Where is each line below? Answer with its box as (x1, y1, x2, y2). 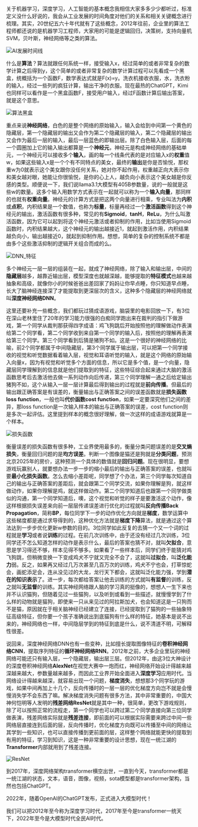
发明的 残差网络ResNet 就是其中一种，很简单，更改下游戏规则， (37, 699, 190, 706)
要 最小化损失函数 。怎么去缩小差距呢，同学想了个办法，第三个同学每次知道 (6, 473, 187, 480)
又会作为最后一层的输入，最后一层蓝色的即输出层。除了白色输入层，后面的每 (6, 136, 192, 144)
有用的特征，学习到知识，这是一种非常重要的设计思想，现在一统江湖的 (6, 736, 177, 743)
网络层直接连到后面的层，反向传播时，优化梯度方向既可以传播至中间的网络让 (6, 721, 192, 728)
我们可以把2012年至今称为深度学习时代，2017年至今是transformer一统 (6, 808, 177, 814)
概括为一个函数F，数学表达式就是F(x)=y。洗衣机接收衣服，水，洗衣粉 (21, 74, 190, 82)
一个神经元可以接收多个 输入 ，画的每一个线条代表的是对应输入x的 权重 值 (16, 151, 190, 158)
